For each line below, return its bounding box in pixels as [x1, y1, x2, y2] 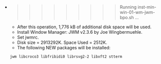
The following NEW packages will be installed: [17, 45, 110, 50]
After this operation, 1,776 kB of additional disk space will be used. [17, 24, 152, 30]
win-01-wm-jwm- [119, 9, 156, 15]
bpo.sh [119, 15, 134, 20]
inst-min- [137, 4, 157, 10]
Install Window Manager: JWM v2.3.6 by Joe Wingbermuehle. [17, 29, 142, 35]
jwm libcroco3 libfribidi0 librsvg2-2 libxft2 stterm [9, 54, 122, 59]
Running [119, 4, 137, 10]
